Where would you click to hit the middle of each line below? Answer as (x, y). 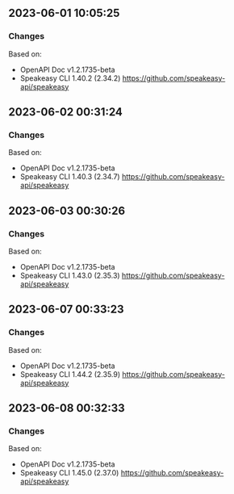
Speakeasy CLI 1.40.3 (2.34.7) (70, 177)
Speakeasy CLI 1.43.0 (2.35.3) (70, 276)
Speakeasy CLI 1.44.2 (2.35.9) (70, 374)
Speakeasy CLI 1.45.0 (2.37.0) (69, 473)
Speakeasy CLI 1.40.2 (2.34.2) (70, 78)
